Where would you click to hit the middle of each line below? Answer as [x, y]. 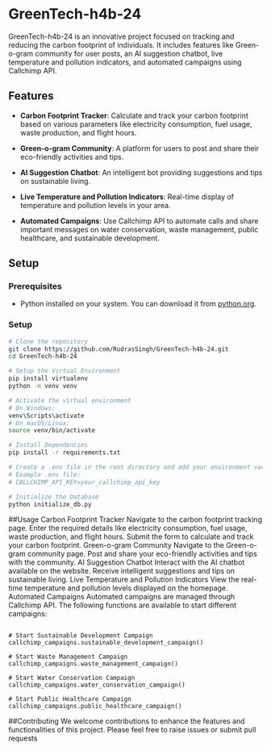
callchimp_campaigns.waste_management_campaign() [94, 664]
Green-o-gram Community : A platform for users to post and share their [140, 148]
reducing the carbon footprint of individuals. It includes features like [121, 44]
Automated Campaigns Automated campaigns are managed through [122, 597]
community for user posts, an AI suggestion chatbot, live [129, 53]
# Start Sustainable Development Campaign [81, 636]
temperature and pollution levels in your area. [95, 205]
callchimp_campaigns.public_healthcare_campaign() [95, 707]
